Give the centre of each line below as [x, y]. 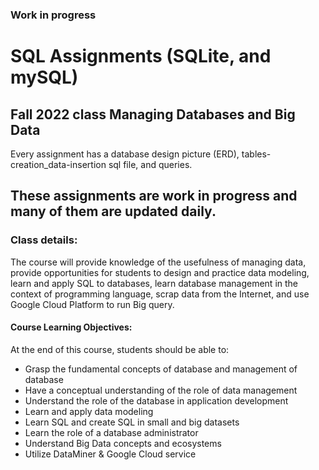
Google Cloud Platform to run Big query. [92, 304]
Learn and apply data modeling [89, 411]
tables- [256, 154]
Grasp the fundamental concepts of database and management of [161, 369]
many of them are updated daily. [113, 211]
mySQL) [44, 77]
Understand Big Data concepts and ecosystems [123, 443]
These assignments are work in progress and [154, 196]
